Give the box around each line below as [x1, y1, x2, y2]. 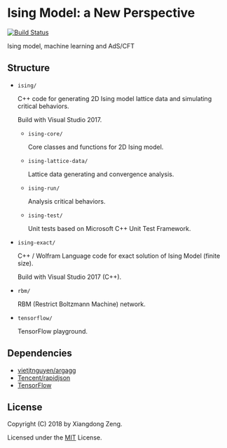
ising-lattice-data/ [27, 157, 88, 164]
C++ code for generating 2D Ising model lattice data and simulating [17, 94, 212, 103]
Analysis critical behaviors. [27, 197, 106, 205]
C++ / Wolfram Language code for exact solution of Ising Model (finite [17, 251, 221, 260]
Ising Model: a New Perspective [7, 5, 195, 21]
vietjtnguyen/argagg [17, 366, 76, 374]
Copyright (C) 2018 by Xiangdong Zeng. [7, 420, 123, 428]
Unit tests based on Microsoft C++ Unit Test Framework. [27, 224, 191, 232]
